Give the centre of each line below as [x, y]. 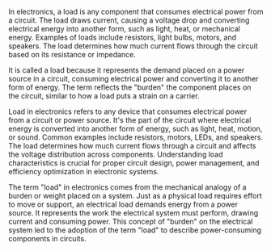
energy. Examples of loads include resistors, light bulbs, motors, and [123, 37]
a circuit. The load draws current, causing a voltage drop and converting [129, 20]
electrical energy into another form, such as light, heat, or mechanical [124, 29]
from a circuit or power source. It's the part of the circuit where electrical [130, 120]
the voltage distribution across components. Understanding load [116, 154]
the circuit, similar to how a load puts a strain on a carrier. [104, 96]
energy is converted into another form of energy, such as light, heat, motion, [135, 129]
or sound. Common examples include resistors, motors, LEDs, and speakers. [136, 137]
